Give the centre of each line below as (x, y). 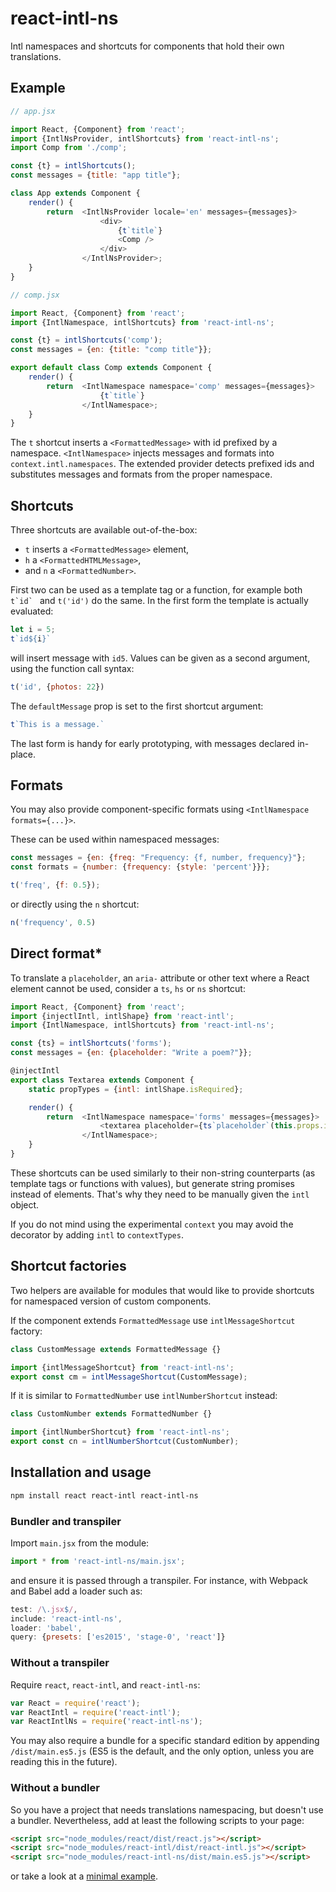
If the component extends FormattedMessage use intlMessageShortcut (153, 1320)
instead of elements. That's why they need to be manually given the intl (160, 1194)
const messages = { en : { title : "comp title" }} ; (111, 350)
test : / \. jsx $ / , (44, 1609)
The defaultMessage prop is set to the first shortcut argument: (137, 706)
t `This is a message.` (57, 724)
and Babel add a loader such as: (76, 1591)
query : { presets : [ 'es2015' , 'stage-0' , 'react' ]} (118, 1637)
